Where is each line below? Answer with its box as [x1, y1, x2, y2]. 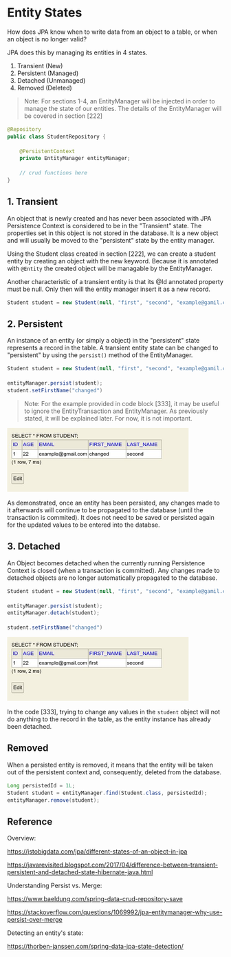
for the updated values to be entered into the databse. [7, 521, 160, 529]
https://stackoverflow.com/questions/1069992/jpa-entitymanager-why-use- [7, 908, 223, 916]
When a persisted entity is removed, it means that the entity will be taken [7, 760, 213, 769]
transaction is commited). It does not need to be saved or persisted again [7, 513, 214, 521]
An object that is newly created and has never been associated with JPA [7, 214, 212, 222]
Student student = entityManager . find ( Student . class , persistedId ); [7, 789, 208, 796]
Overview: [7, 834, 36, 843]
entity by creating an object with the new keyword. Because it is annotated [7, 256, 219, 265]
